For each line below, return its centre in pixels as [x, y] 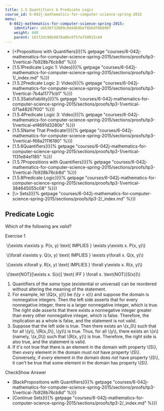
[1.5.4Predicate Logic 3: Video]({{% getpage [57, 114]
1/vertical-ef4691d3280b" [38, 125]
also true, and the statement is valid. [49, 342]
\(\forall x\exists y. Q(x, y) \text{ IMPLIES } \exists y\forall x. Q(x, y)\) [75, 255]
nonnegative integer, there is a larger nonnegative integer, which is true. [85, 305]
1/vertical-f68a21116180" [37, 141]
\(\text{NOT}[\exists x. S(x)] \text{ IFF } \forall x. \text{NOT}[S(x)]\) [73, 274]
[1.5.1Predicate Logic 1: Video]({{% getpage [56, 67]
